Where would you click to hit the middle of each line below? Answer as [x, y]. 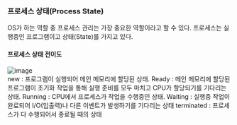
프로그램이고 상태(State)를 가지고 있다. [79, 37]
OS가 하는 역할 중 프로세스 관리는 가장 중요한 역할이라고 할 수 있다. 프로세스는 [115, 28]
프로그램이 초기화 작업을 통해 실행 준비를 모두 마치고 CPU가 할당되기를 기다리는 [117, 88]
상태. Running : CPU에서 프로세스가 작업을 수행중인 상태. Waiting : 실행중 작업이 [119, 96]
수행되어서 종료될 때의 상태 [65, 114]
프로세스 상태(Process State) [56, 11]
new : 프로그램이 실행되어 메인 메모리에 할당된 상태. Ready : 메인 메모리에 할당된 [119, 78]
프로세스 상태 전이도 [35, 54]
